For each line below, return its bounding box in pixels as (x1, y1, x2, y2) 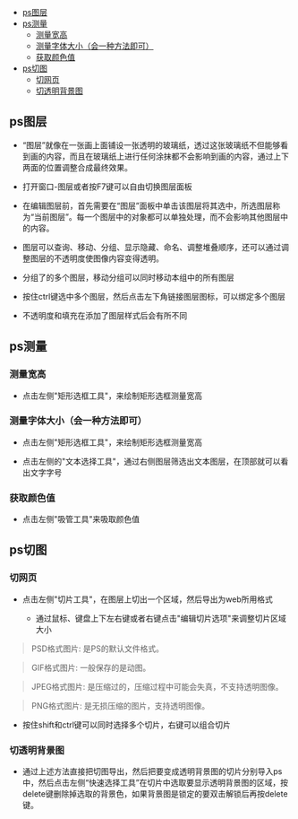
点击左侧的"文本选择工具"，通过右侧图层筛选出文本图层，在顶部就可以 (21, 456, 281, 466)
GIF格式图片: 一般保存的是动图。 (30, 662, 151, 673)
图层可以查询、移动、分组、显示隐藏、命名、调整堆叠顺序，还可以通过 (21, 241, 282, 252)
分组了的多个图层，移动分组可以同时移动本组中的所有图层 (21, 272, 234, 283)
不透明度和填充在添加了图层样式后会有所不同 (21, 309, 188, 320)
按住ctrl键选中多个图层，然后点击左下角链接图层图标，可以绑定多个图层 (21, 291, 286, 301)
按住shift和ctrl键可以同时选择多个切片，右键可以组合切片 (21, 719, 231, 730)
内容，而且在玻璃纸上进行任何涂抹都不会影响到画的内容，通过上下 (46, 151, 289, 161)
